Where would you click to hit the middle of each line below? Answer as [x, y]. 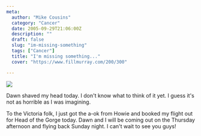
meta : [13, 12]
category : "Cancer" [36, 23]
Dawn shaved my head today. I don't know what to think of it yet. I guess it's [100, 95]
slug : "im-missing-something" [49, 46]
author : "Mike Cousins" [41, 17]
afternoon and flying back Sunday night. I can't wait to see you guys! [91, 126]
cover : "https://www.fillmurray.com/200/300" [70, 62]
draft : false [28, 40]
